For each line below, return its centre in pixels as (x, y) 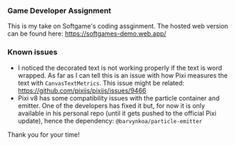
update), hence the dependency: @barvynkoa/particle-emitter (110, 120)
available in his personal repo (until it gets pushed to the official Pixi (117, 113)
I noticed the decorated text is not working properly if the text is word (120, 68)
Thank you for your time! (44, 135)
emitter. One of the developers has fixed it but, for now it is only (111, 105)
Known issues (32, 52)
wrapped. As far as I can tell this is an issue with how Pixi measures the (122, 75)
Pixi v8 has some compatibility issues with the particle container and (119, 98)
